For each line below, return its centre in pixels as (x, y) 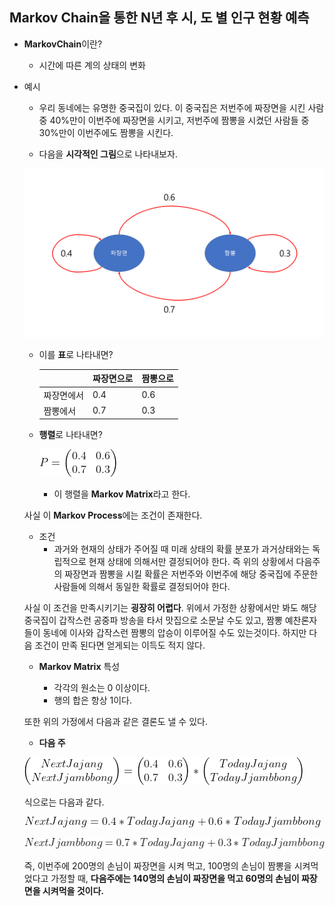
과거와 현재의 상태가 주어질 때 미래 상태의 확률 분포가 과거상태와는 (182, 549)
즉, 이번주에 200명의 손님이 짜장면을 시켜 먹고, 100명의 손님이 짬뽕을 (157, 865)
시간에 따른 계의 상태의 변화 (92, 65)
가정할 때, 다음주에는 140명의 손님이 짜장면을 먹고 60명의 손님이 (175, 878)
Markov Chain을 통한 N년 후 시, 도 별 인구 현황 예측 (159, 18)
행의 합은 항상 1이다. (92, 700)
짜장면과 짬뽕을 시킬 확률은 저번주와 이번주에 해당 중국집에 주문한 (191, 574)
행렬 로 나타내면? (70, 435)
